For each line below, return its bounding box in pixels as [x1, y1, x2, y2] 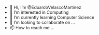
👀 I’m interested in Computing [9, 9, 69, 15]
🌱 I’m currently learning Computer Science [9, 15, 95, 20]
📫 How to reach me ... [9, 25, 55, 30]
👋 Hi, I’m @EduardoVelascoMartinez [9, 5, 82, 10]
